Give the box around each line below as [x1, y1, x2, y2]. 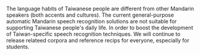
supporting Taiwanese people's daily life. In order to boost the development [6, 24, 193, 31]
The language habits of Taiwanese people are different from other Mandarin [6, 5, 194, 12]
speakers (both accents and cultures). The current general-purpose [6, 11, 174, 19]
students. [6, 43, 30, 50]
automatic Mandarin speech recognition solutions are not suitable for [6, 18, 177, 25]
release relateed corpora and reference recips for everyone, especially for [6, 37, 190, 44]
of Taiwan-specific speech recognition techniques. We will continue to [6, 30, 181, 38]
